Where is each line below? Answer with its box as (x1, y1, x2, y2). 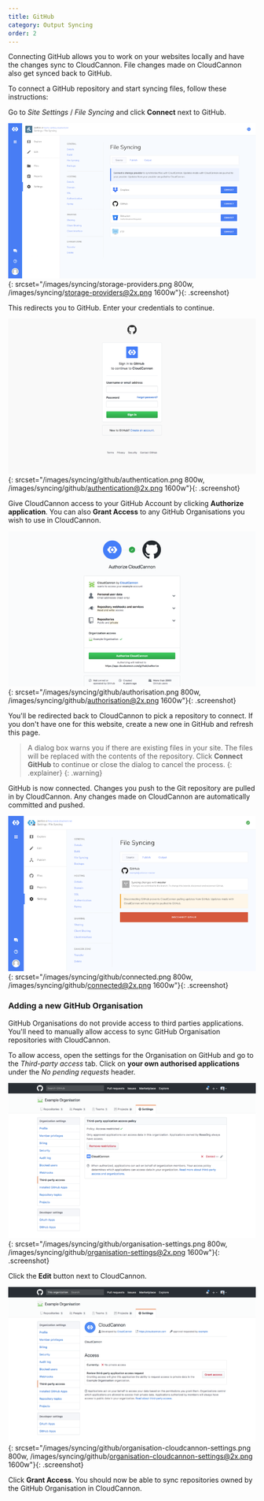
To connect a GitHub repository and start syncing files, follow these (8, 84, 227, 94)
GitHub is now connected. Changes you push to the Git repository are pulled (8, 784, 255, 793)
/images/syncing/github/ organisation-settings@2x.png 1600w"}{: (8, 1247, 220, 1257)
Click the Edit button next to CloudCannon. (8, 1271, 147, 1280)
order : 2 (8, 29, 37, 37)
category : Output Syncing (8, 20, 93, 29)
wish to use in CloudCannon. (8, 516, 101, 525)
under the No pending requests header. (8, 1067, 136, 1076)
